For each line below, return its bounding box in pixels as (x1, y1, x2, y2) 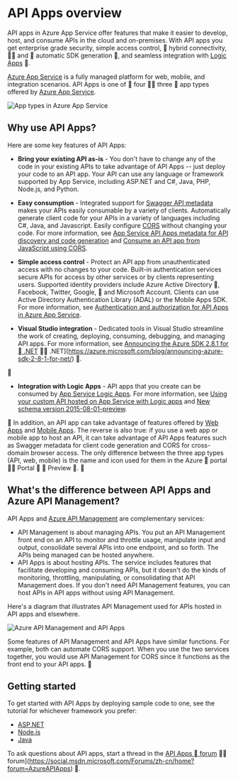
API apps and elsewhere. (7, 610, 80, 618)
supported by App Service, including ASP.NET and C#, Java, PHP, (17, 177, 211, 185)
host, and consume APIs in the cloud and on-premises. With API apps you (7, 36, 223, 44)
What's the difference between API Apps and (7, 484, 211, 497)
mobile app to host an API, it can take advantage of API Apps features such (7, 433, 227, 442)
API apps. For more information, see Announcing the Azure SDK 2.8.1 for (17, 339, 229, 347)
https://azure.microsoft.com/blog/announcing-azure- (68, 347, 224, 355)
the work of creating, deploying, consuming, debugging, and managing (17, 332, 225, 340)
